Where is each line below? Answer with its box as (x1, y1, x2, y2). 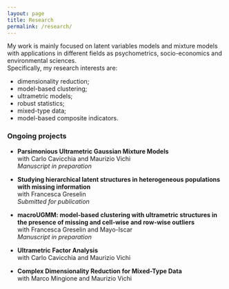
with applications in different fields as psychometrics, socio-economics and (7, 49, 223, 57)
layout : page (7, 10, 45, 17)
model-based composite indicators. (17, 114, 119, 122)
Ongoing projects (7, 131, 67, 141)
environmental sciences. (7, 57, 77, 65)
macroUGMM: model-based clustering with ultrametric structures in (17, 210, 217, 218)
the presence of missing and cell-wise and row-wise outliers (17, 218, 195, 226)
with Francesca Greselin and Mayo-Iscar (17, 225, 133, 234)
